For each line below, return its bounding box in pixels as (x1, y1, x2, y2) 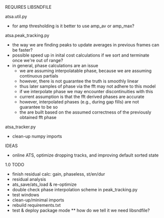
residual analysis (12, 177, 47, 182)
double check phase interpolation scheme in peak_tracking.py (12, 187, 138, 192)
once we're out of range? (12, 58, 64, 63)
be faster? (12, 47, 33, 53)
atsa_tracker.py (5, 124, 36, 130)
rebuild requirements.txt (12, 202, 61, 208)
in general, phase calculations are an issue (12, 63, 98, 68)
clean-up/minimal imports (12, 197, 65, 203)
